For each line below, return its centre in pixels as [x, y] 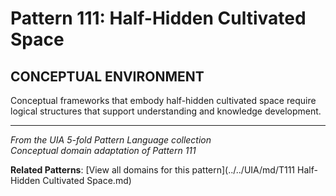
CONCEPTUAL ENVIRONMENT [107, 76]
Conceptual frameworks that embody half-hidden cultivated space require [163, 100]
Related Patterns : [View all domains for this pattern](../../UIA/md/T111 [153, 170]
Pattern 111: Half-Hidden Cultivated [158, 18]
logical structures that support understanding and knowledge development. [166, 111]
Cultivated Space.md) [87, 180]
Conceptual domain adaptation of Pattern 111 [103, 150]
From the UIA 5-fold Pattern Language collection [111, 140]
